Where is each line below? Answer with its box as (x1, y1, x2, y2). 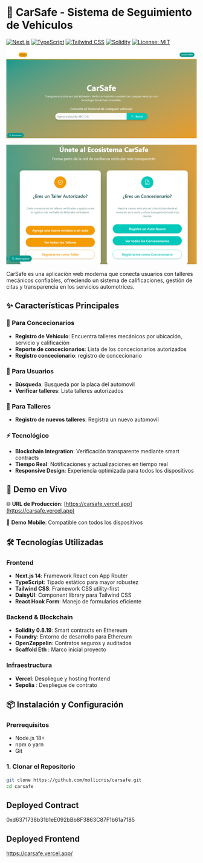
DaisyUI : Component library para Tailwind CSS (14, 591, 132, 599)
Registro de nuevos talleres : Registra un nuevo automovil (14, 416, 159, 423)
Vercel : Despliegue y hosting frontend (14, 675, 111, 682)
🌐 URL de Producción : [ (6, 500, 66, 508)
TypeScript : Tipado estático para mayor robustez (14, 579, 139, 586)
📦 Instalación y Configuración (6, 700, 124, 710)
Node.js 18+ (14, 735, 45, 742)
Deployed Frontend (6, 833, 80, 844)
